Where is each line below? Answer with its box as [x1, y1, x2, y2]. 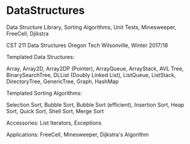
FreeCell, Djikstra [6, 30, 49, 37]
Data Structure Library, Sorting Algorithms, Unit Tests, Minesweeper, [6, 23, 177, 31]
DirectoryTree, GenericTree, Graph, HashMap [6, 78, 119, 85]
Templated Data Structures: [6, 53, 75, 60]
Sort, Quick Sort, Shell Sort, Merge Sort [6, 107, 104, 114]
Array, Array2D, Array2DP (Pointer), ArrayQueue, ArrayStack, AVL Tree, [6, 64, 184, 72]
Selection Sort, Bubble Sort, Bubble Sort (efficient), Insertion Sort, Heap [6, 101, 185, 108]
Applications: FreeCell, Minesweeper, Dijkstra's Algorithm [6, 131, 149, 138]
